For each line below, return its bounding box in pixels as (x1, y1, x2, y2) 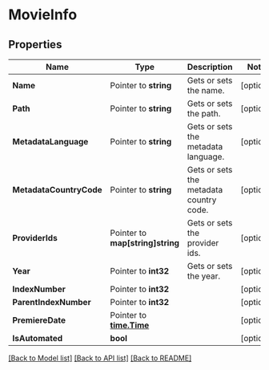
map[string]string (110, 238, 180, 248)
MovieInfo (8, 6, 78, 24)
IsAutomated (12, 333, 63, 344)
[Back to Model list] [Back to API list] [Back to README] (8, 353, 192, 363)
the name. (187, 85, 225, 96)
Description (187, 62, 233, 72)
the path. (187, 108, 221, 119)
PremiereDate (12, 315, 66, 326)
